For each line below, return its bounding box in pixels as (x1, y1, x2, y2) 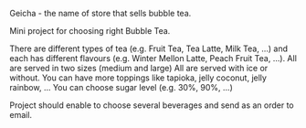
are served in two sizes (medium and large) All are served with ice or (9, 63, 269, 73)
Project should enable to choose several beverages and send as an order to (9, 100, 294, 111)
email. (9, 110, 33, 120)
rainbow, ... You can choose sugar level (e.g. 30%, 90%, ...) (9, 82, 233, 92)
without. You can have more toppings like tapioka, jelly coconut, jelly (9, 72, 268, 83)
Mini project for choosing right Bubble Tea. (9, 26, 171, 36)
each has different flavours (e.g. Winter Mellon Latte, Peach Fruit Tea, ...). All (9, 53, 297, 63)
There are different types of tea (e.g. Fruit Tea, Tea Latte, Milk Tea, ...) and (9, 43, 289, 54)
